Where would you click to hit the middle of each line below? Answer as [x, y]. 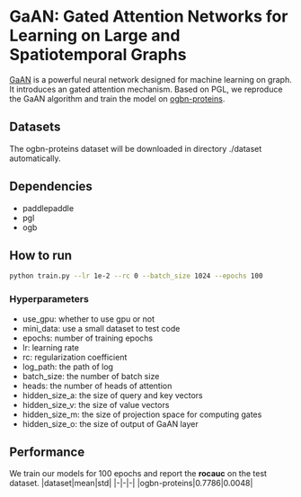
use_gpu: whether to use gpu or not [89, 319]
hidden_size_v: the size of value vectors [96, 404]
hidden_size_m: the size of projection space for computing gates [142, 414]
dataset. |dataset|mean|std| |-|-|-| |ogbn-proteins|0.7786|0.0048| [131, 484]
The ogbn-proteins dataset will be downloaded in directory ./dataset [136, 148]
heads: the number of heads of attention [97, 386]
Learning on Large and [95, 35]
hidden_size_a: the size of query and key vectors [113, 395]
